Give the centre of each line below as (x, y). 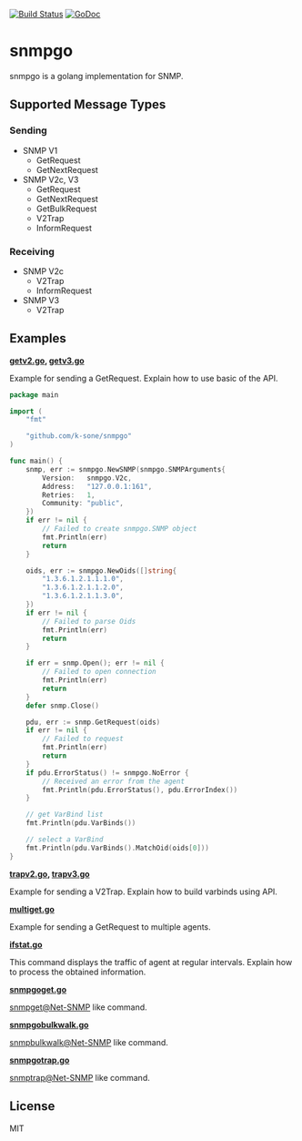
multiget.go (32, 909)
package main (34, 395)
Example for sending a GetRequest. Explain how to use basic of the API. (144, 378)
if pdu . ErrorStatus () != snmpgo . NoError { (107, 773)
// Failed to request (83, 739)
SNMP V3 (41, 300)
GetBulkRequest (66, 209)
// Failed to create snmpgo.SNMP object (120, 529)
